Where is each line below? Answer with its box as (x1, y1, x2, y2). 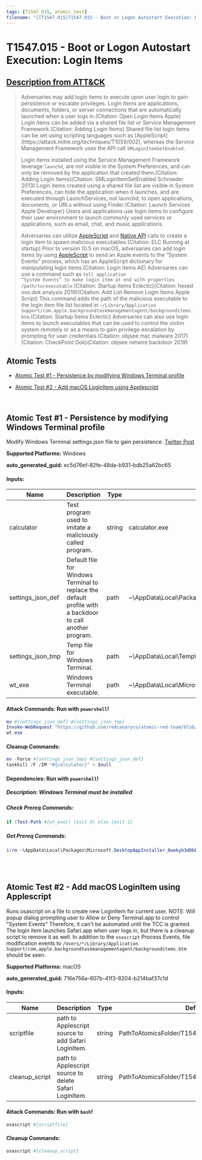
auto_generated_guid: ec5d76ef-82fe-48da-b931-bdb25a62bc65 (6, 462, 171, 469)
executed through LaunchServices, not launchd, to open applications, (20, 194, 194, 202)
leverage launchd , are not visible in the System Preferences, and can (20, 162, 191, 169)
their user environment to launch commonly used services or (20, 213, 173, 221)
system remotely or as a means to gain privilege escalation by (20, 326, 174, 333)
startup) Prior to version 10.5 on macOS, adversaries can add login (20, 245, 186, 252)
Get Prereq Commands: (6, 832, 67, 839)
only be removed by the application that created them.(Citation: (20, 169, 179, 176)
